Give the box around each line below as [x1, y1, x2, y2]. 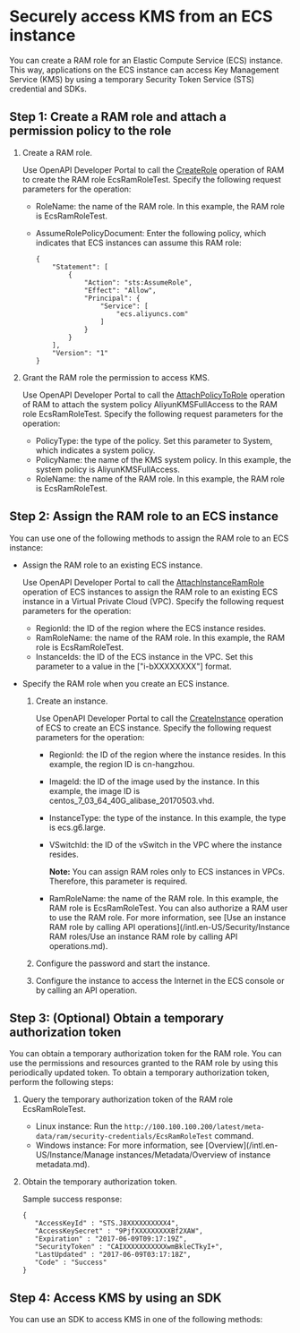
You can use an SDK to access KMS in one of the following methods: [9, 1314, 263, 1325]
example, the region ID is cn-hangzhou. [48, 758, 195, 769]
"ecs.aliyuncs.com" [116, 309, 189, 319]
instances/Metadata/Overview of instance [116, 1149, 271, 1160]
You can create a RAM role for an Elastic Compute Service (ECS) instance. [9, 55, 284, 65]
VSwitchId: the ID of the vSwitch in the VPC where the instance [48, 839, 282, 850]
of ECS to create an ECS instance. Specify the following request [35, 722, 271, 733]
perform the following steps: [9, 1077, 114, 1088]
